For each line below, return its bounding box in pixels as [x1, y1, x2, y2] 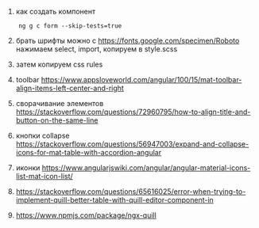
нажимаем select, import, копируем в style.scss [15, 44, 178, 54]
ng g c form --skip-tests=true [18, 22, 122, 30]
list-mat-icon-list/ [15, 172, 73, 180]
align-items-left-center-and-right [15, 83, 125, 93]
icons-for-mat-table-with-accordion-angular [15, 148, 161, 157]
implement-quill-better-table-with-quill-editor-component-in [15, 196, 215, 204]
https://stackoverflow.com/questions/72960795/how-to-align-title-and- [15, 107, 251, 116]
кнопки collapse [15, 131, 70, 140]
